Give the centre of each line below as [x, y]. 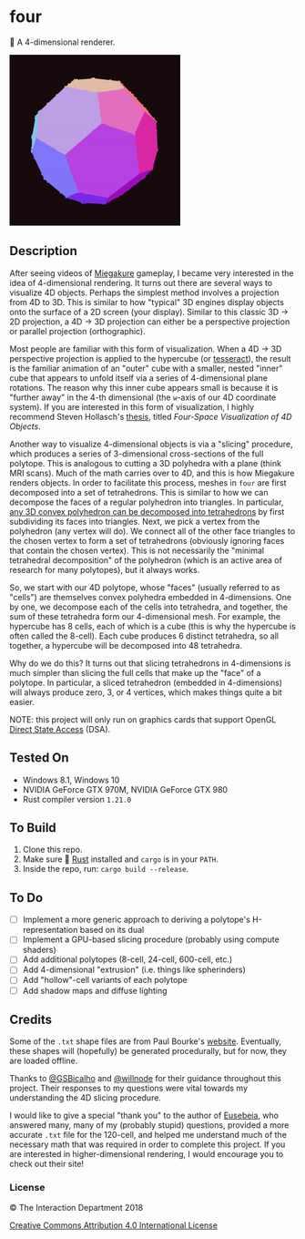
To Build [33, 828]
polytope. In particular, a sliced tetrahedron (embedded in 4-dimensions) [146, 682]
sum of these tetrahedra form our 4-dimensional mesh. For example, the [145, 616]
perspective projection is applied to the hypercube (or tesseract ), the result [150, 358]
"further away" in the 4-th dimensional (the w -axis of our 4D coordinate [143, 397]
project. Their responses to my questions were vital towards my [129, 1088]
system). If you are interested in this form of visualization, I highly [132, 406]
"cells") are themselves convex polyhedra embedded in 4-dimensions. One [151, 597]
